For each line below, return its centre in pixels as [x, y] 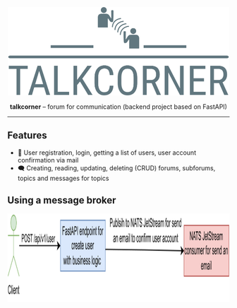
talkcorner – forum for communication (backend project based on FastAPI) [119, 107]
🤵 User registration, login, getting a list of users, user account [107, 153]
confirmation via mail [48, 160]
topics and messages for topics [63, 178]
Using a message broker [62, 200]
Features [27, 135]
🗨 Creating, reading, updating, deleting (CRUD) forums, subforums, [116, 168]
